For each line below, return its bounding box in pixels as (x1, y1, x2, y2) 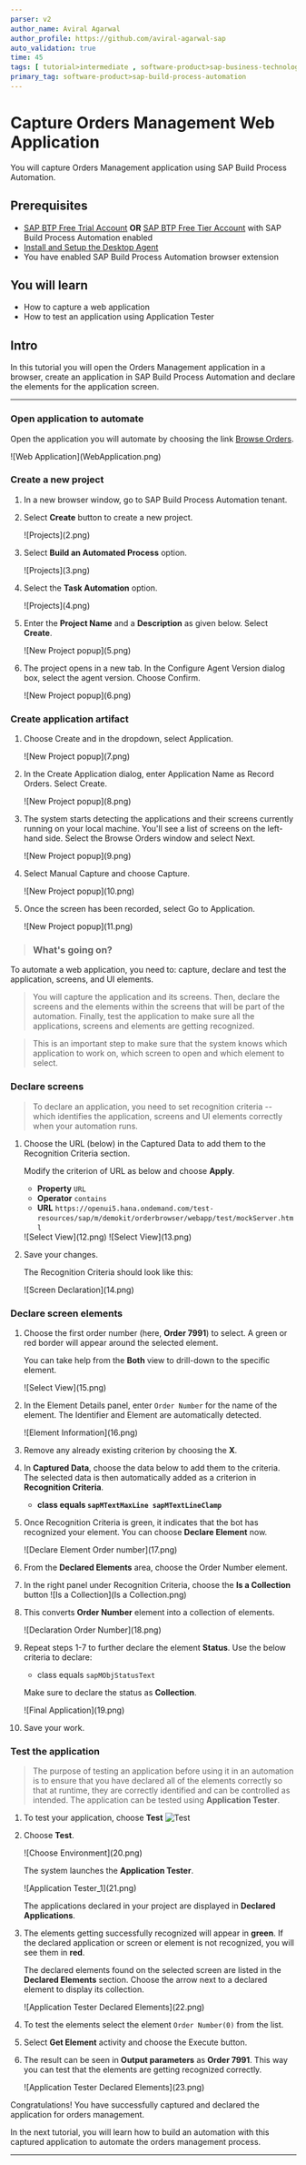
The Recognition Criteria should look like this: (23, 1266, 193, 1278)
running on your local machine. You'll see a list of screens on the (23, 824, 266, 835)
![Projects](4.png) (23, 600, 91, 611)
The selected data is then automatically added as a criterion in (23, 1472, 257, 1483)
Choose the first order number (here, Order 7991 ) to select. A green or (23, 1328, 288, 1339)
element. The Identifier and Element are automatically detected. (23, 1410, 262, 1421)
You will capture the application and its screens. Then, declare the (32, 992, 281, 1003)
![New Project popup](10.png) (23, 885, 135, 896)
